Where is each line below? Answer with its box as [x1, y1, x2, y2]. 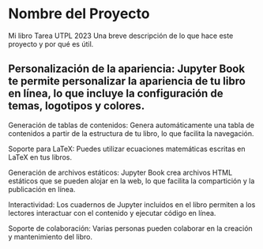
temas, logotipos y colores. [8, 100, 145, 113]
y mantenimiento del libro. [8, 232, 93, 241]
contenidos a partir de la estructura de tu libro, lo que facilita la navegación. [8, 128, 254, 138]
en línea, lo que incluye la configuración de [8, 87, 224, 100]
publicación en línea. [8, 184, 76, 194]
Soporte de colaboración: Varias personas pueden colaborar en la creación [8, 223, 253, 233]
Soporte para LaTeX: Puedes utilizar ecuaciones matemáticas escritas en [8, 144, 246, 153]
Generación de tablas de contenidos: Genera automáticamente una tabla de [8, 120, 255, 130]
